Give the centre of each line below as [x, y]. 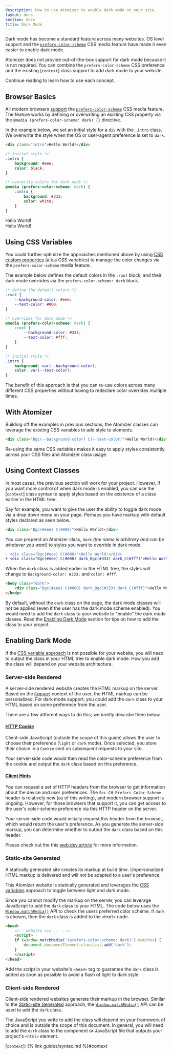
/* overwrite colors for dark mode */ [47, 182]
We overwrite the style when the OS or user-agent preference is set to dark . [85, 135]
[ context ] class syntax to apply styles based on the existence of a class [81, 494]
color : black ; [29, 168]
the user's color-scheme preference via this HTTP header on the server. [81, 809]
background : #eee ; [34, 163]
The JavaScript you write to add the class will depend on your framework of [85, 1020]
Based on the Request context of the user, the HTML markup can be [77, 694]
